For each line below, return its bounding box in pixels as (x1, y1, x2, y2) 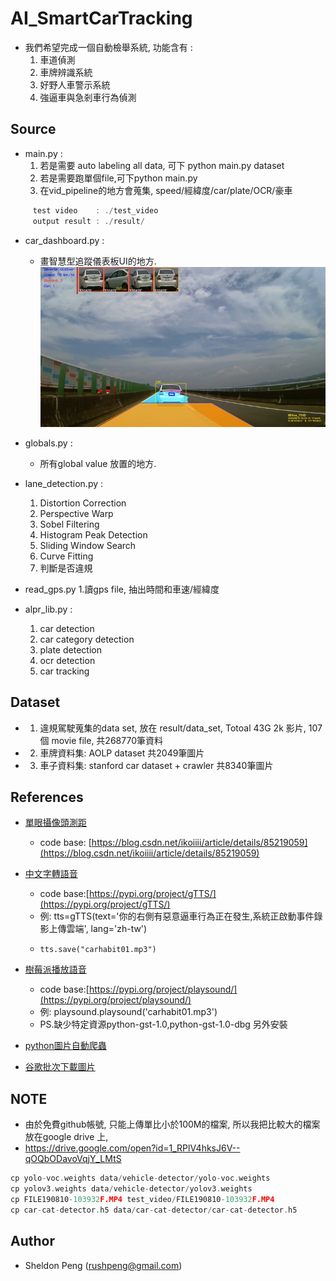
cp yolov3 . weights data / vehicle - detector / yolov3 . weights (10, 1184, 253, 1194)
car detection (39, 622, 95, 634)
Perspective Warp (39, 507, 114, 519)
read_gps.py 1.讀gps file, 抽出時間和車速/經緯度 (24, 583, 220, 595)
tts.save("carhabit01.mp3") (39, 945, 157, 955)
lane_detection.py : (24, 477, 104, 489)
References (10, 789, 84, 806)
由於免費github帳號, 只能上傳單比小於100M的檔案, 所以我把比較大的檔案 (24, 1118, 321, 1131)
